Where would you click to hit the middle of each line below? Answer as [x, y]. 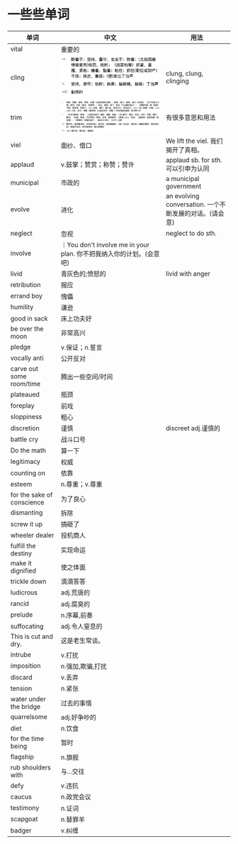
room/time [25, 384]
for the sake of [32, 494]
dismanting [27, 513]
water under [28, 699]
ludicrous [24, 592]
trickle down [28, 581]
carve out [24, 369]
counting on [28, 472]
